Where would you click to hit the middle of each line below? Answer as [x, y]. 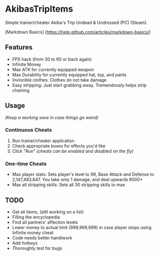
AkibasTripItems [39, 9]
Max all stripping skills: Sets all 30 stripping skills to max [69, 185]
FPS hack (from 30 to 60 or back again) [52, 59]
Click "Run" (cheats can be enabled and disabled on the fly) [73, 151]
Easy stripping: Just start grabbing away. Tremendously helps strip [79, 85]
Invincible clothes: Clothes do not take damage [59, 80]
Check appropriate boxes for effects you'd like [59, 146]
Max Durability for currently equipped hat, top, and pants [69, 75]
